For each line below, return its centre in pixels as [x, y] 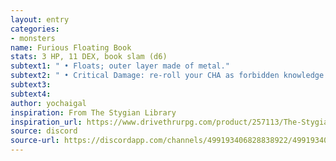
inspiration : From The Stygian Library [93, 112]
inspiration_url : [46, 122]
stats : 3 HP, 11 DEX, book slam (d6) [89, 57]
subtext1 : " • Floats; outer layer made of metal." [120, 66]
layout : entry [40, 19]
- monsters [33, 38]
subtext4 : [31, 94]
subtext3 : [31, 85]
